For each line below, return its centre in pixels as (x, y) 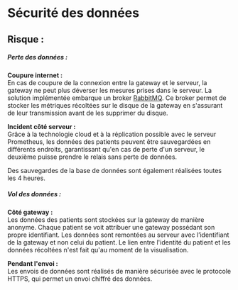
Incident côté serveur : (42, 126)
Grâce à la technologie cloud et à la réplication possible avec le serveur (112, 134)
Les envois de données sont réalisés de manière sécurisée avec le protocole (119, 271)
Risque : (26, 39)
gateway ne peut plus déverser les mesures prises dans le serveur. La (109, 90)
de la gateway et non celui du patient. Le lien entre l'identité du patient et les (119, 242)
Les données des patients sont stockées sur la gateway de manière (106, 219)
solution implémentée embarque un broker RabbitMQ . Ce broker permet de (117, 98)
